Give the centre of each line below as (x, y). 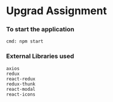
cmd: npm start (25, 42)
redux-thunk (21, 84)
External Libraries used (40, 56)
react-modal (21, 89)
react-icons (21, 94)
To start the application (40, 29)
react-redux (21, 79)
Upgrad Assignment (56, 11)
